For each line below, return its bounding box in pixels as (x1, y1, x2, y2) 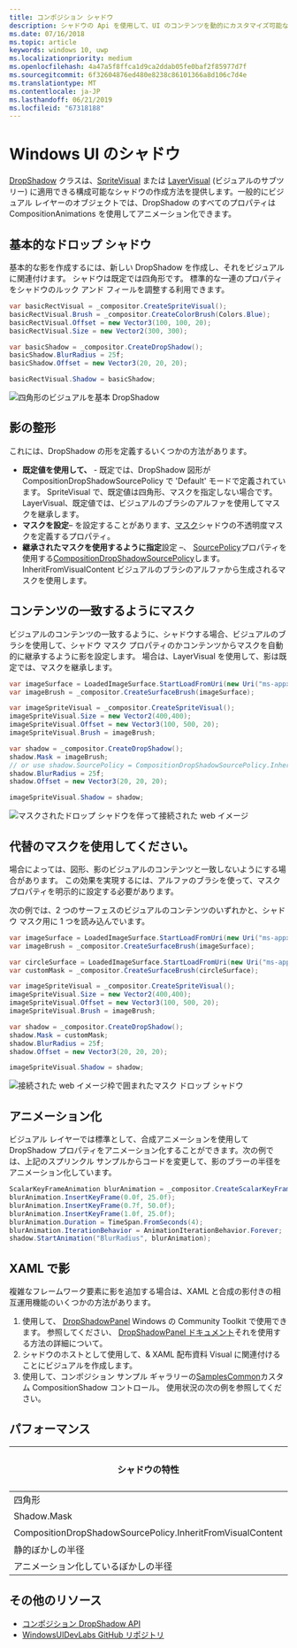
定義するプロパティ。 (37, 530, 115, 541)
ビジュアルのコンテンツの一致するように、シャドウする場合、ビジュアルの (9, 628, 278, 639)
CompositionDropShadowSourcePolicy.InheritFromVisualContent (13, 1526, 283, 1538)
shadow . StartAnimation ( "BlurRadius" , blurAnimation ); (9, 1234, 212, 1244)
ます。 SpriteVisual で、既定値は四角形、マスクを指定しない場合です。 (21, 486, 278, 497)
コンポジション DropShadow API (21, 1618, 141, 1629)
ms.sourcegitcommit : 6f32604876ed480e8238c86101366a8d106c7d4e (9, 71, 247, 80)
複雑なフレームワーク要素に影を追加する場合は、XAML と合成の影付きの (9, 1286, 274, 1297)
